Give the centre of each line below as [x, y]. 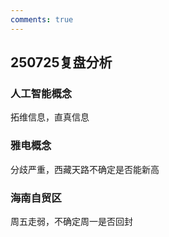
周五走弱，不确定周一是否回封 [71, 221]
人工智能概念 [41, 93]
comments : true [42, 19]
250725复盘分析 [61, 62]
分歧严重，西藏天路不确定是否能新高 [85, 169]
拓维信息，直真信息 [50, 117]
